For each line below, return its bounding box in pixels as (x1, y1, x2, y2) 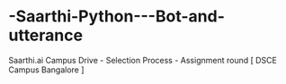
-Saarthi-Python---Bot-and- (8, 6, 226, 27)
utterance (8, 25, 83, 46)
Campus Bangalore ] (8, 64, 85, 75)
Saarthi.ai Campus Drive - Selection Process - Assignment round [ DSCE (8, 55, 278, 65)
